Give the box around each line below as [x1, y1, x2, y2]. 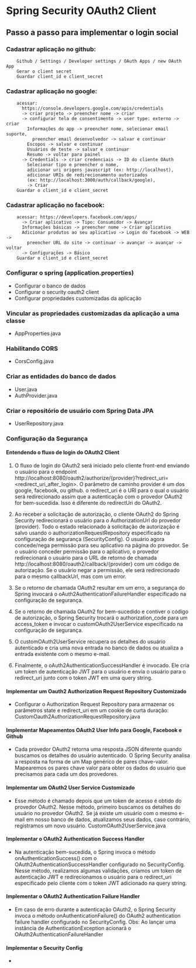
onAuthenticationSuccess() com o [14, 854, 97, 861]
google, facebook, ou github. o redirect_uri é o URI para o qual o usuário [14, 487, 189, 494]
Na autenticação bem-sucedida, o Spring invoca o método [14, 848, 156, 856]
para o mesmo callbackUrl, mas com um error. [14, 573, 127, 580]
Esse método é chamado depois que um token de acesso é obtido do [14, 797, 182, 804]
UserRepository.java [14, 420, 64, 427]
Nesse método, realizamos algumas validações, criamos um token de [14, 867, 182, 874]
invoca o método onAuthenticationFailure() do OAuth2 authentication [14, 912, 181, 919]
